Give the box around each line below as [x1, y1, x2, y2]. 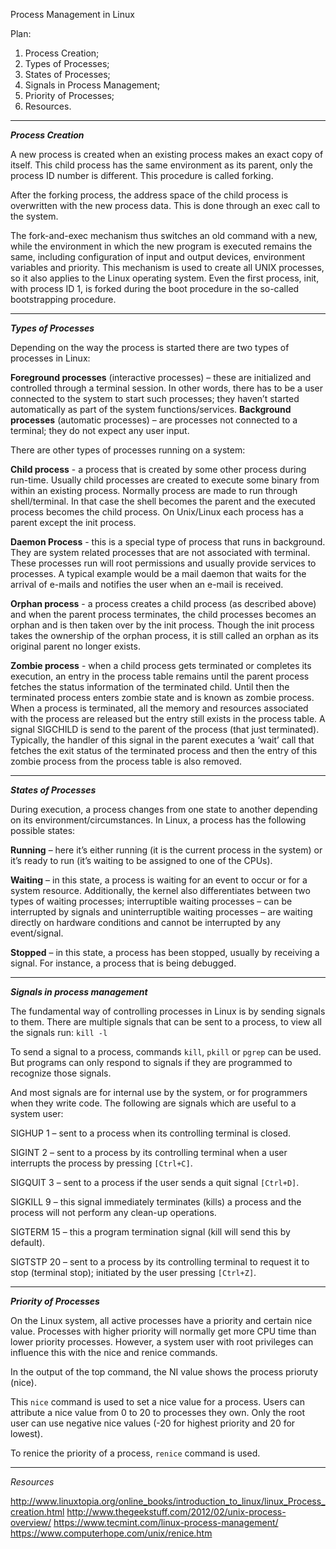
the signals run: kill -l [10, 1027, 108, 1038]
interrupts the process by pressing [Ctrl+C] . [10, 1157, 193, 1169]
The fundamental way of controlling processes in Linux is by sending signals [10, 1005, 326, 1017]
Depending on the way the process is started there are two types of [10, 342, 290, 353]
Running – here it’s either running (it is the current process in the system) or [10, 844, 323, 856]
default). [10, 1237, 46, 1248]
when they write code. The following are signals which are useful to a [10, 1097, 297, 1109]
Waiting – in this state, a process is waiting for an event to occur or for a [10, 874, 308, 886]
